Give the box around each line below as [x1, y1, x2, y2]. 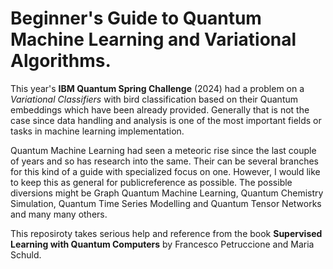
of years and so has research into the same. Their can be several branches [10, 155, 319, 167]
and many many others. [10, 208, 108, 220]
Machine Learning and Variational [10, 28, 297, 51]
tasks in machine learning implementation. [10, 125, 185, 137]
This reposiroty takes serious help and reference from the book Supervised [10, 227, 323, 239]
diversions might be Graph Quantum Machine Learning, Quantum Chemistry [10, 187, 324, 199]
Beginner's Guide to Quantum [10, 7, 262, 30]
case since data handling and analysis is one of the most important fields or [10, 114, 322, 126]
